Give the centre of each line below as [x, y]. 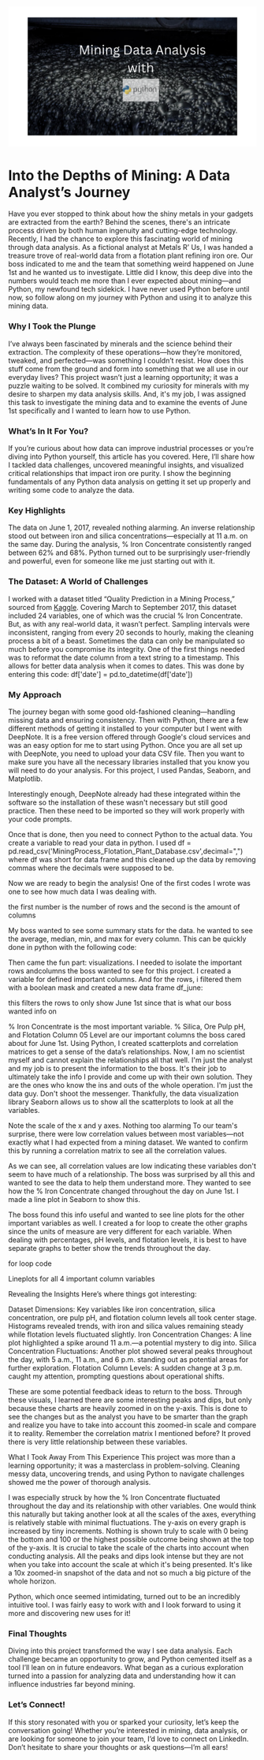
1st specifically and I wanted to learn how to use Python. [100, 411]
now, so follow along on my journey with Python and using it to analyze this [130, 298]
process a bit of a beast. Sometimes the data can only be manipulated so [127, 641]
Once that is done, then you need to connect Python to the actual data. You [130, 834]
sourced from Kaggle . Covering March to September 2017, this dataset [123, 607]
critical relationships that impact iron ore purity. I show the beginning [119, 474]
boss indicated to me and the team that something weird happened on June [131, 264]
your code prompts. [40, 819]
